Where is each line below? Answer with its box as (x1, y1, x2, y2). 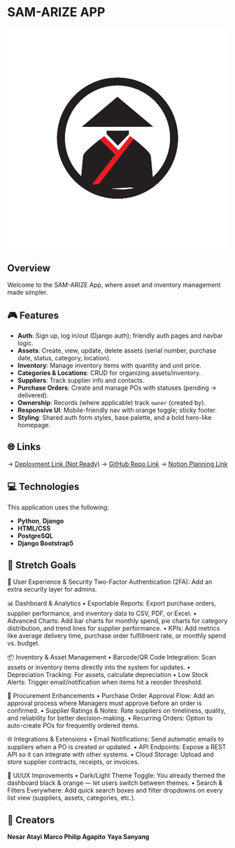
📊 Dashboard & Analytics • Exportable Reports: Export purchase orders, (7, 599, 217, 608)
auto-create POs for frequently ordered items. (7, 721, 140, 730)
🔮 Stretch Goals (7, 559, 77, 571)
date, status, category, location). (17, 354, 111, 362)
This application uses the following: (7, 502, 110, 512)
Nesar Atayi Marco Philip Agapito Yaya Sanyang (7, 833, 150, 841)
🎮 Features (7, 309, 59, 321)
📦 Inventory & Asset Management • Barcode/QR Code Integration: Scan (7, 653, 217, 662)
